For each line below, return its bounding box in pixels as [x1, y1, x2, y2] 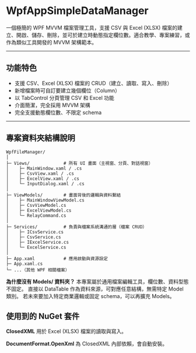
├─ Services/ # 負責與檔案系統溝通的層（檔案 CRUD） [6, 224, 147, 230]
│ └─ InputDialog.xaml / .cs [6, 181, 85, 186]
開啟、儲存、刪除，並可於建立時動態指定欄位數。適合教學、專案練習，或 [16, 31, 190, 39]
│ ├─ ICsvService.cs [6, 229, 64, 235]
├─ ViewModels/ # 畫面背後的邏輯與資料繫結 [6, 192, 121, 198]
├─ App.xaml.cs [6, 261, 43, 267]
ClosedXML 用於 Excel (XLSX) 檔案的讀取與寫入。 [6, 328, 127, 335]
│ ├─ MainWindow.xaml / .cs [6, 165, 82, 171]
